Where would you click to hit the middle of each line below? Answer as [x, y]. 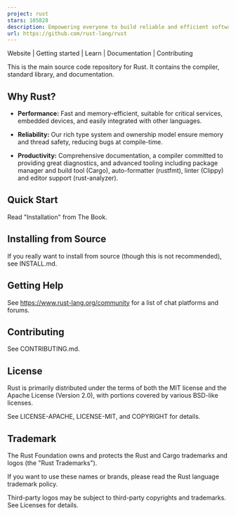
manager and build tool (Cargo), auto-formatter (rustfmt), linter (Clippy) [120, 171]
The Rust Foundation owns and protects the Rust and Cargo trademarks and [118, 455]
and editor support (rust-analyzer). [68, 178]
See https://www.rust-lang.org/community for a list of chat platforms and [113, 302]
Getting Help [35, 286]
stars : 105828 [28, 20]
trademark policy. [33, 484]
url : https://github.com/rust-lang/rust [67, 33]
